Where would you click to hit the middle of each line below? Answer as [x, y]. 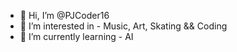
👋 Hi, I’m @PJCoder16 [64, 15]
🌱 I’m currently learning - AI [76, 36]
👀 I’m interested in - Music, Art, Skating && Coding [123, 26]
